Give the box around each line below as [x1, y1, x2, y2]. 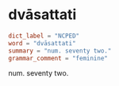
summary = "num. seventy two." [8, 46, 112, 55]
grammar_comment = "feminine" [8, 54, 109, 62]
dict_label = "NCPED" [8, 32, 80, 40]
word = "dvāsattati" [8, 39, 77, 47]
